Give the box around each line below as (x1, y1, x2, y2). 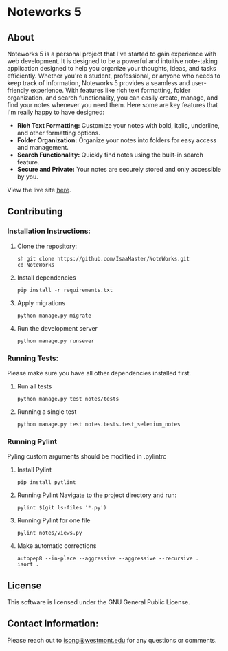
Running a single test (16, 407, 77, 416)
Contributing (7, 206, 63, 217)
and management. (16, 144, 69, 151)
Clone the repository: (16, 242, 78, 250)
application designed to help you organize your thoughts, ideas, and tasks (7, 65, 216, 72)
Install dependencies (16, 273, 77, 282)
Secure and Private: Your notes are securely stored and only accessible (16, 166, 222, 173)
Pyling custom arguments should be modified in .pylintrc (7, 452, 167, 461)
